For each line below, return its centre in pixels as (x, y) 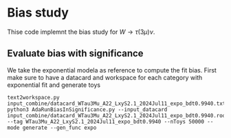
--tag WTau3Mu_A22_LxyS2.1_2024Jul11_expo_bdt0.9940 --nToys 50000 (106, 121)
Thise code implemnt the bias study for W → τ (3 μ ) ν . (81, 32)
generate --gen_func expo (59, 128)
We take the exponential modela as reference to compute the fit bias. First (112, 70)
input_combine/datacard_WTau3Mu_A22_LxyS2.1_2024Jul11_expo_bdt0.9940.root (118, 115)
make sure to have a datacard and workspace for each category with (105, 77)
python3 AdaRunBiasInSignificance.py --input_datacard (87, 109)
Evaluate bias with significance (75, 53)
